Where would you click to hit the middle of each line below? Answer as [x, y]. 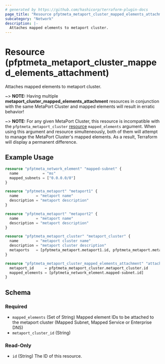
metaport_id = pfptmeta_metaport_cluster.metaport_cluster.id [79, 268]
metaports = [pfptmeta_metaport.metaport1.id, [60, 250]
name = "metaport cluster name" [50, 241]
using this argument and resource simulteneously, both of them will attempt [82, 132]
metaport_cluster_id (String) [41, 333]
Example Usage [29, 157]
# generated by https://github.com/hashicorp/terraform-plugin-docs [77, 10]
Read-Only [18, 345]
